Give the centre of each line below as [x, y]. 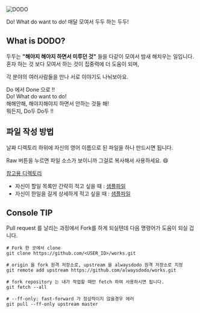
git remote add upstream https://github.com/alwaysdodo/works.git [91, 270]
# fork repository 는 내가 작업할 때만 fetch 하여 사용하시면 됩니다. [85, 282]
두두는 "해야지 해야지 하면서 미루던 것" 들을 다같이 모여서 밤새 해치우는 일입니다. [100, 56]
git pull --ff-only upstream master [52, 305]
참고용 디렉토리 [24, 173]
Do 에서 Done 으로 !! [31, 89]
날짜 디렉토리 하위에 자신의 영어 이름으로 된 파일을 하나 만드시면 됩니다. [90, 147]
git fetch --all [27, 287]
